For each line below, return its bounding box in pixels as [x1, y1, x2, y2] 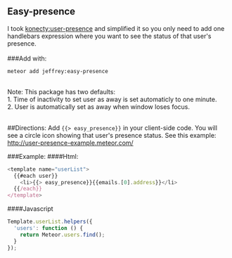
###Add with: [7, 54, 47, 63]
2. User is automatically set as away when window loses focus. [7, 102, 191, 111]
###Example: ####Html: [7, 152, 79, 160]
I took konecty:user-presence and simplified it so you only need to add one [7, 24, 225, 32]
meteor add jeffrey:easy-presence [7, 67, 109, 75]
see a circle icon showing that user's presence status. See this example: [7, 131, 217, 139]
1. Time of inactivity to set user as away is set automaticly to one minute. [7, 95, 217, 103]
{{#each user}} [13, 172, 58, 179]
